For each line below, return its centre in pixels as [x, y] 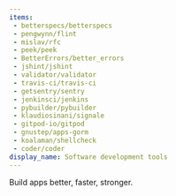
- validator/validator [55, 75]
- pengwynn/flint [45, 34]
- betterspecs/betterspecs [63, 26]
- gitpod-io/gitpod [49, 124]
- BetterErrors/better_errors [69, 58]
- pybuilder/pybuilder [55, 108]
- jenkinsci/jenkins [51, 99]
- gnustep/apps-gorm [51, 132]
